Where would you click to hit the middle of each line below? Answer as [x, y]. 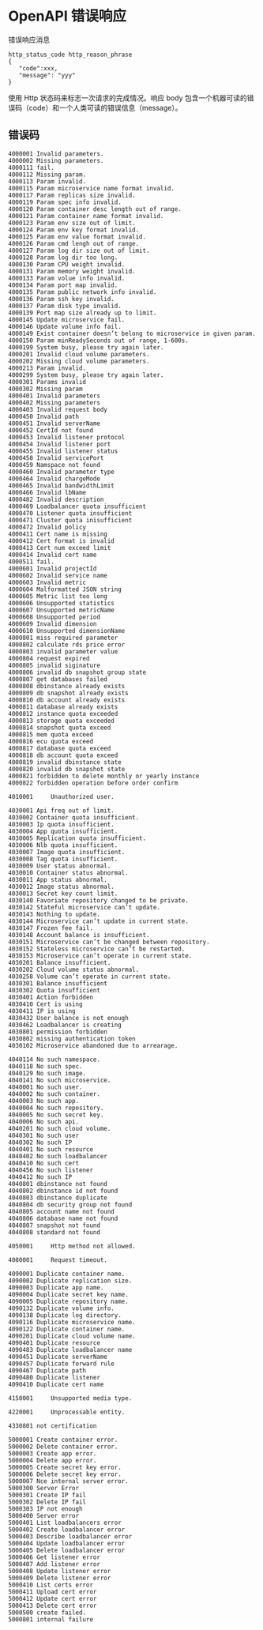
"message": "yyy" [47, 75]
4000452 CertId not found [51, 430]
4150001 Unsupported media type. [70, 1398]
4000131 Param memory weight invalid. [72, 271]
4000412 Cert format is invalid [61, 541]
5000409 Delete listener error [60, 1578]
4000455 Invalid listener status [63, 451]
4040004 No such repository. [56, 1108]
